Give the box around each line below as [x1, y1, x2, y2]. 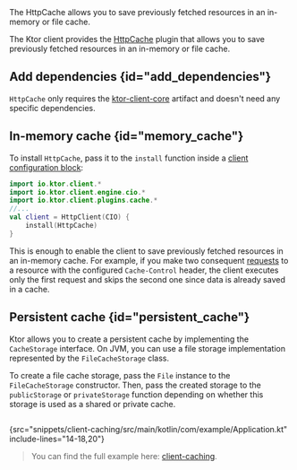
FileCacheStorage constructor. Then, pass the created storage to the [9, 379, 261, 390]
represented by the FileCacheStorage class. [9, 352, 170, 363]
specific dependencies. [9, 102, 96, 113]
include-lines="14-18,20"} [9, 433, 106, 444]
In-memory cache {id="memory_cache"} [9, 128, 244, 144]
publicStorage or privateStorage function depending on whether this [9, 388, 264, 400]
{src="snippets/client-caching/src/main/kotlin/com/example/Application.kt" [9, 423, 288, 434]
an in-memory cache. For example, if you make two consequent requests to [9, 255, 289, 265]
